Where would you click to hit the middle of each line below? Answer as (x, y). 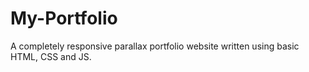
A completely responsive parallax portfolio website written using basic (155, 46)
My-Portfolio (64, 18)
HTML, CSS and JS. (51, 56)
